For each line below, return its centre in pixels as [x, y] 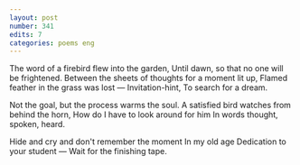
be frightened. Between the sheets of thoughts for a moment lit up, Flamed [149, 78]
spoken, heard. [37, 124]
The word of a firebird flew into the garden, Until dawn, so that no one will [146, 69]
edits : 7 [26, 34]
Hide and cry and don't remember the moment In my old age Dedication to [148, 142]
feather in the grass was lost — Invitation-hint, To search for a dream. [139, 87]
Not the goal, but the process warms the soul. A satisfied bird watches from [150, 105]
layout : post [34, 18]
